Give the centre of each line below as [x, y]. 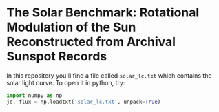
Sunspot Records [57, 57]
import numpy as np [34, 95]
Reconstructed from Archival [91, 42]
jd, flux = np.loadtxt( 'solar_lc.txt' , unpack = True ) [84, 102]
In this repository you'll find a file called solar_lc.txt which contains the [109, 75]
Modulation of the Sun [71, 27]
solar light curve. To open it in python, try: [66, 82]
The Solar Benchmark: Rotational [103, 13]
